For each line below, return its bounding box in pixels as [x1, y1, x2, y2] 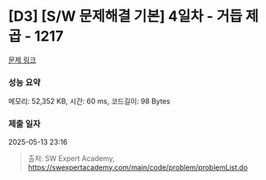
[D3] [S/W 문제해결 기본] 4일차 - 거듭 [8, 7, 243, 25]
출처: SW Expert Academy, [27, 153, 115, 163]
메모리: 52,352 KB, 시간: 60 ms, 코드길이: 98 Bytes [8, 96, 170, 106]
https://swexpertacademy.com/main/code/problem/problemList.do [27, 162, 248, 172]
